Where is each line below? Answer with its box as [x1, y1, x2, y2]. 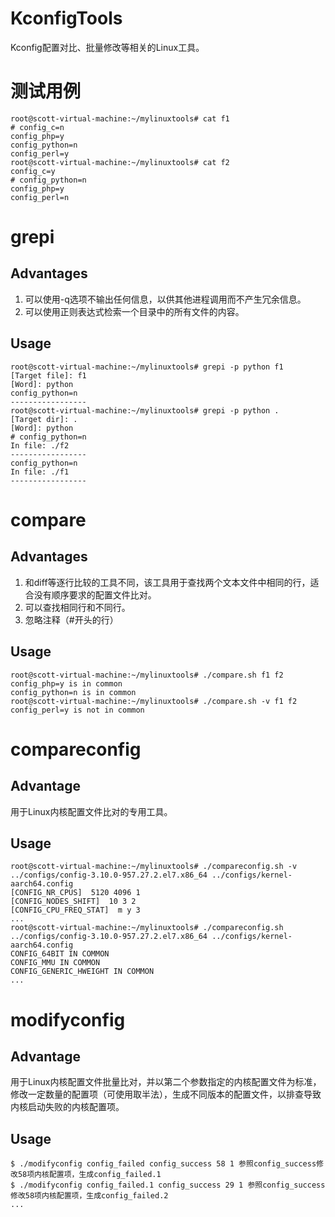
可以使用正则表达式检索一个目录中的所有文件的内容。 [24, 305, 245, 317]
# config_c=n [10, 122, 65, 132]
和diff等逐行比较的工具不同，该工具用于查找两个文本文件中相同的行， [24, 576, 311, 588]
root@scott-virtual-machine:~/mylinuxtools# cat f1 [10, 113, 230, 124]
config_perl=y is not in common [10, 705, 145, 715]
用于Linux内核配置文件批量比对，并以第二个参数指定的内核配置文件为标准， [10, 1076, 322, 1088]
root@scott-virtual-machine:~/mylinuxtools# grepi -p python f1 [10, 362, 284, 372]
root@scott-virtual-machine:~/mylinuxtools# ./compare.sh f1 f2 [10, 670, 284, 680]
